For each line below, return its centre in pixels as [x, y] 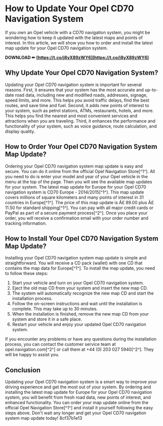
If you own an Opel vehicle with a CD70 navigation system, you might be [78, 32]
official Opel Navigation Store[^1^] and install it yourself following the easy [79, 408]
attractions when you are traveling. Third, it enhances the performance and [80, 121]
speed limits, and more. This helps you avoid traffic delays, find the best [77, 100]
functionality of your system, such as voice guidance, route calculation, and [81, 126]
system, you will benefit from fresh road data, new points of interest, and [78, 397]
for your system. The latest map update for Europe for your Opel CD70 [76, 187]
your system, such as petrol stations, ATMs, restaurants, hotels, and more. [80, 110]
